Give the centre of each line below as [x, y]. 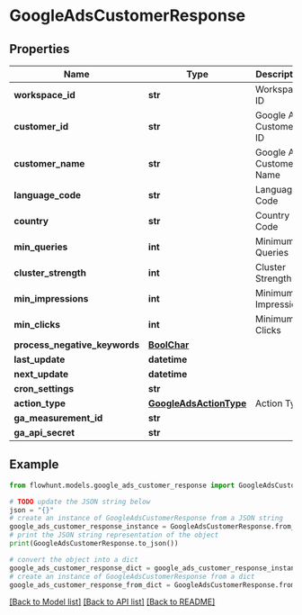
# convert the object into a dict [74, 559]
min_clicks [37, 325]
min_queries [41, 247]
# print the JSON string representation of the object [114, 535]
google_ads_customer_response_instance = [88, 527]
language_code [48, 195]
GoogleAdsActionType [197, 403]
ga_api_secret [44, 433]
